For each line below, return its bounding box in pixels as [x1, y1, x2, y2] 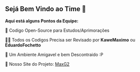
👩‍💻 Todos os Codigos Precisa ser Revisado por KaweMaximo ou [5, 37, 136, 43]
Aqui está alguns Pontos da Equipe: [5, 18, 79, 24]
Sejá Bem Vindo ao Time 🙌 [5, 5, 86, 13]
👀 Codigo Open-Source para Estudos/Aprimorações [5, 27, 110, 33]
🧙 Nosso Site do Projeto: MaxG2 [5, 61, 70, 67]
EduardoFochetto [5, 42, 41, 48]
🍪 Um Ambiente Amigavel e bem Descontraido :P [5, 51, 103, 57]
